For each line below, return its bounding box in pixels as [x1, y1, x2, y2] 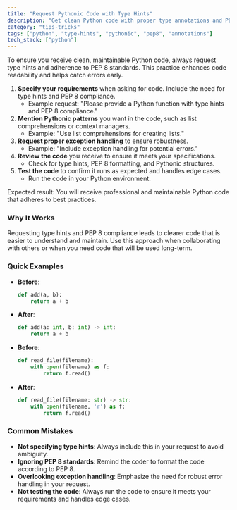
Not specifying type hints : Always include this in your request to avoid [17, 442, 224, 451]
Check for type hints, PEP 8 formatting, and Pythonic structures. [28, 159, 215, 168]
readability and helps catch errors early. [7, 71, 123, 80]
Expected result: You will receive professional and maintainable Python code [7, 188, 230, 197]
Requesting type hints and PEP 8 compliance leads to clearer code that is [7, 229, 221, 237]
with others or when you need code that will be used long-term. [7, 244, 193, 252]
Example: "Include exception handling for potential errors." [28, 144, 199, 153]
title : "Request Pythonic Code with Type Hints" [7, 10, 153, 18]
